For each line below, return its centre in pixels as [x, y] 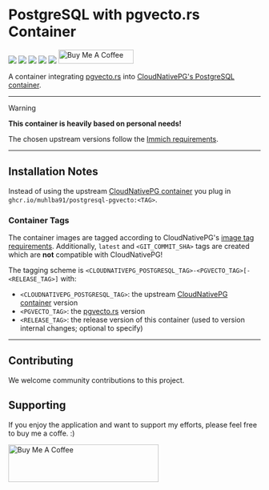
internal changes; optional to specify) [81, 328]
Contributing [41, 361]
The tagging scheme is [46, 271]
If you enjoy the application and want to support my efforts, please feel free [133, 424]
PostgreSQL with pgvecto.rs [104, 15]
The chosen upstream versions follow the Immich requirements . [113, 139]
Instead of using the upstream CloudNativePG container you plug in [120, 191]
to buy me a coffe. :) [42, 433]
